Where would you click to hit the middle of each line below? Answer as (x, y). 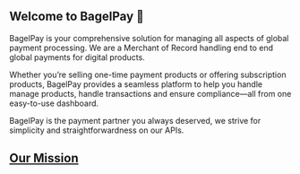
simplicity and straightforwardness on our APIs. (97, 130)
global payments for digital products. (77, 57)
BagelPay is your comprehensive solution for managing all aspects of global (149, 38)
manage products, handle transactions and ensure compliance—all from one (150, 93)
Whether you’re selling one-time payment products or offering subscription (148, 74)
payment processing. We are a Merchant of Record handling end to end (141, 48)
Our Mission (44, 158)
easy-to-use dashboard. (54, 103)
